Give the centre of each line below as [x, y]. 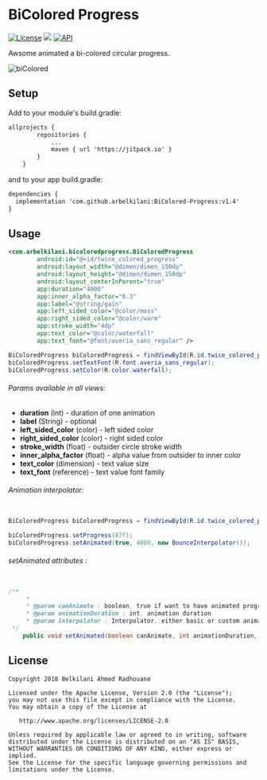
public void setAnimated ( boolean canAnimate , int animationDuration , [140, 636]
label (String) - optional [58, 421]
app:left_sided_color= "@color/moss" [97, 311]
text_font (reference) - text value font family [92, 472]
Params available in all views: [57, 388]
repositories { [62, 135]
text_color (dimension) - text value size [84, 463]
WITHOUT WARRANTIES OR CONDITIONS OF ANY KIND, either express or [120, 749]
